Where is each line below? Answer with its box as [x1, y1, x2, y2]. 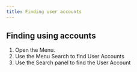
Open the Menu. [14, 46, 55, 54]
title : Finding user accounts [6, 8, 82, 15]
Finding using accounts [6, 31, 96, 41]
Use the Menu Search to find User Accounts [14, 53, 125, 60]
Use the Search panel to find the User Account [14, 59, 131, 66]
